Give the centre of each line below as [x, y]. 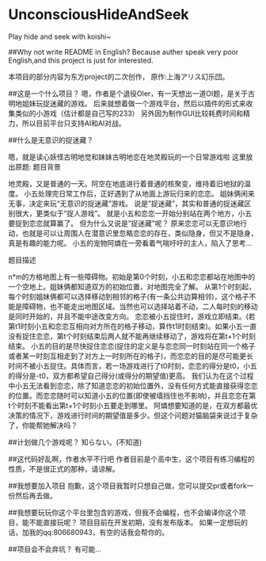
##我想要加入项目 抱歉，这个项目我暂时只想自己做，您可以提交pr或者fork [127, 486]
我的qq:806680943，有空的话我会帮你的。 [99, 532]
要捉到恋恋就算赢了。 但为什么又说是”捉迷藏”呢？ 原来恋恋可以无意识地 [124, 223]
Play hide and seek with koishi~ [60, 36]
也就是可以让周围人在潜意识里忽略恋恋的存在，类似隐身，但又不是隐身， [140, 233]
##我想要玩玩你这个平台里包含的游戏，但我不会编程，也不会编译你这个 [123, 512]
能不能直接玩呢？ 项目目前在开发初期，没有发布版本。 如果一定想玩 [131, 522]
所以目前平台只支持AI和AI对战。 [74, 123]
